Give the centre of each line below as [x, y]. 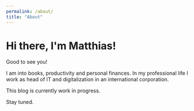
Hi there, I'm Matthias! [61, 46]
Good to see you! [27, 62]
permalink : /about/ [30, 11]
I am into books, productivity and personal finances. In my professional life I [97, 73]
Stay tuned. [20, 102]
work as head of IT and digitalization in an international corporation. [88, 79]
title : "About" [25, 17]
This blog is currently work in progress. [53, 91]
